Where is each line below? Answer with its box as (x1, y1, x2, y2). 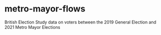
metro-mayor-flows (4, 3, 86, 14)
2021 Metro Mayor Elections (4, 24, 60, 30)
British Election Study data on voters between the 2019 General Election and (4, 19, 157, 25)
